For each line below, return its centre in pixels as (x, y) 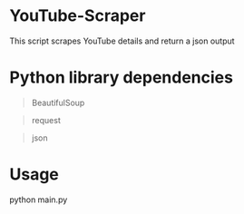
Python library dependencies (122, 78)
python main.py (39, 199)
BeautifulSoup (58, 102)
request (46, 120)
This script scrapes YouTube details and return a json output (122, 41)
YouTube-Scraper (78, 16)
